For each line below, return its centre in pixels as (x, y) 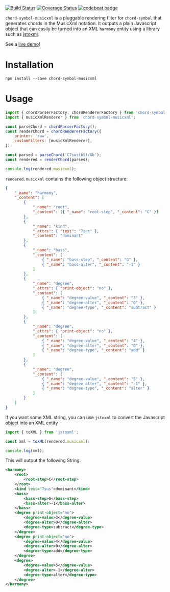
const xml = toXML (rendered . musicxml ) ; (48, 441)
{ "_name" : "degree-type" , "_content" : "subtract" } (99, 307)
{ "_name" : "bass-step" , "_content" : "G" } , (90, 260)
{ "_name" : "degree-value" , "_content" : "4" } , (93, 341)
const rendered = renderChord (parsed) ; (48, 160)
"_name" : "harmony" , (36, 193)
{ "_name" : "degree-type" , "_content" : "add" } (93, 350)
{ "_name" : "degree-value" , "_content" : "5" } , (93, 379)
